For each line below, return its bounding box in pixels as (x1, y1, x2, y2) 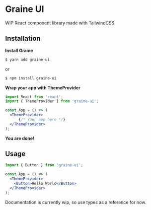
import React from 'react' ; (5, 94, 64, 99)
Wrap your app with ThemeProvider (5, 84, 80, 90)
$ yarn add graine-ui (5, 57, 50, 62)
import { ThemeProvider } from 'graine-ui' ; (5, 99, 99, 104)
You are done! (5, 135, 35, 141)
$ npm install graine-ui (5, 75, 57, 80)
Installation (5, 34, 41, 43)
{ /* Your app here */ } (18, 117, 66, 122)
